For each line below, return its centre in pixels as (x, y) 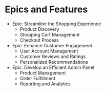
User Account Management (49, 51)
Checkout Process (39, 40)
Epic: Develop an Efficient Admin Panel (53, 67)
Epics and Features (46, 10)
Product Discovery (39, 29)
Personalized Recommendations (54, 62)
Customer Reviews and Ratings (53, 56)
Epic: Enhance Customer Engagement (52, 45)
